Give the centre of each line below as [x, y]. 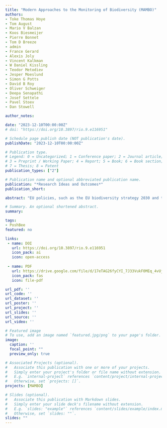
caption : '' [22, 345]
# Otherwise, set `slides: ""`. [41, 414]
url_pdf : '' [17, 289]
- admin [13, 47]
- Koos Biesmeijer [24, 33]
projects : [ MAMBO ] [24, 386]
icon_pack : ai [26, 253]
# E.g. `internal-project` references [48, 377]
